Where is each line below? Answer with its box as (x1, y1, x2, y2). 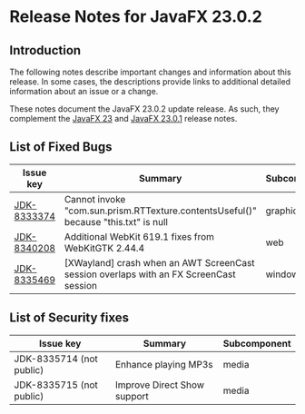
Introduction (9, 43, 82, 58)
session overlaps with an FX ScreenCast (64, 268, 236, 281)
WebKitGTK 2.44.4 (64, 241, 145, 254)
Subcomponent (222, 337, 291, 350)
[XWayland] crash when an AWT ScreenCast (64, 256, 256, 269)
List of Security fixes (9, 310, 130, 326)
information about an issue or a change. (9, 86, 159, 96)
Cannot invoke (64, 192, 126, 205)
